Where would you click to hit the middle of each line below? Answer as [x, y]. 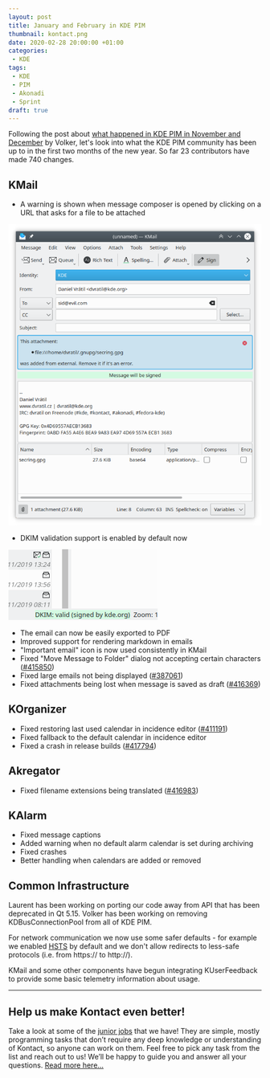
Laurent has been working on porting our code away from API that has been [134, 905]
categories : [28, 51]
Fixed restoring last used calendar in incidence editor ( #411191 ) [124, 729]
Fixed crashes [43, 852]
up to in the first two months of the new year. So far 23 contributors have [129, 151]
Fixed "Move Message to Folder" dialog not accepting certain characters [140, 659]
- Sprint [27, 102]
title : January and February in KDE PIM [77, 25]
